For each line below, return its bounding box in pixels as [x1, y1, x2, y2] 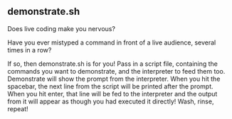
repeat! [7, 104, 28, 113]
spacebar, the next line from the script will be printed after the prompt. [7, 81, 213, 91]
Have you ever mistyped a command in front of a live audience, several [7, 38, 216, 47]
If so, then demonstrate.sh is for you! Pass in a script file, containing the [7, 59, 218, 68]
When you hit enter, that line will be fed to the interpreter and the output [7, 89, 218, 98]
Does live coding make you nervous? [7, 24, 116, 33]
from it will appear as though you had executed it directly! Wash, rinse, [7, 97, 214, 106]
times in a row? [7, 45, 52, 54]
